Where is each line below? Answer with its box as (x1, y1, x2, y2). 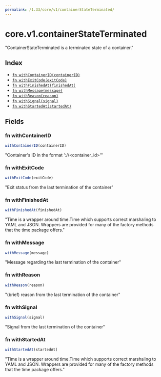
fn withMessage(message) (12, 88, 63, 93)
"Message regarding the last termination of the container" (5, 259, 121, 265)
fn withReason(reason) (12, 94, 59, 99)
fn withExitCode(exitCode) (12, 78, 67, 83)
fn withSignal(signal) (12, 99, 59, 104)
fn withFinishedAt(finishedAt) (12, 83, 76, 88)
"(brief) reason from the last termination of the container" (5, 292, 121, 297)
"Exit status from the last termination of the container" (5, 185, 114, 190)
